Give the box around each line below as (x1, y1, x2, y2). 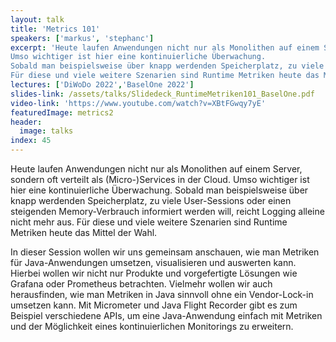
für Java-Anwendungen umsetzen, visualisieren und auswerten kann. (10, 257, 297, 268)
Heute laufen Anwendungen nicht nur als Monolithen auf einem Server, (10, 163, 303, 175)
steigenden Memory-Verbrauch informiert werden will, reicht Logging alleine (10, 206, 325, 217)
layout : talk (10, 14, 65, 25)
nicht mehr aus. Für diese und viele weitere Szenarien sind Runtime (10, 216, 288, 228)
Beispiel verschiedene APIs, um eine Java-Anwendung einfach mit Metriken (10, 310, 323, 321)
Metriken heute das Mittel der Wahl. (10, 227, 158, 238)
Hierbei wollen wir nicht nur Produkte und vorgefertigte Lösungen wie (10, 267, 298, 279)
